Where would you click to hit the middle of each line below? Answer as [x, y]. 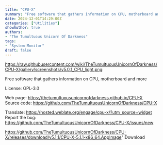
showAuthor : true [23, 28]
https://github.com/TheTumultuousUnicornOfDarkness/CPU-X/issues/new [79, 123]
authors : [14, 32]
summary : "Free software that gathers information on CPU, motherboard [79, 14]
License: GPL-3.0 [22, 88]
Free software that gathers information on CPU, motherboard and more [76, 79]
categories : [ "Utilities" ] [32, 23]
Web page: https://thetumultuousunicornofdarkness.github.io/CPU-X [74, 97]
